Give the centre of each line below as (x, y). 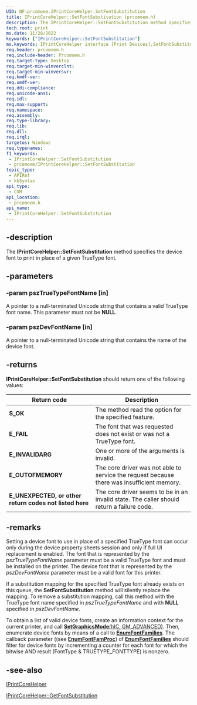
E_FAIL (18, 434)
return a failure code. (124, 506)
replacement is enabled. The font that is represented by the (78, 554)
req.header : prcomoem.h (35, 50)
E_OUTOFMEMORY (36, 475)
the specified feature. (125, 417)
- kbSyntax (22, 181)
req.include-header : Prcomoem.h (45, 55)
